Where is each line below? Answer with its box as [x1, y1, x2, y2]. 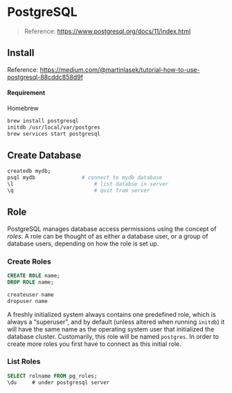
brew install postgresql [7, 117, 79, 125]
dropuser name [7, 298, 48, 304]
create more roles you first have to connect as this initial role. [7, 340, 181, 348]
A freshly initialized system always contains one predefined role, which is [7, 310, 216, 318]
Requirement [7, 89, 46, 97]
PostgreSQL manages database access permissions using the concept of [7, 224, 217, 232]
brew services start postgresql [7, 130, 100, 137]
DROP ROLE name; [7, 278, 54, 286]
